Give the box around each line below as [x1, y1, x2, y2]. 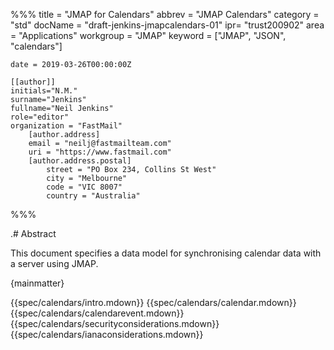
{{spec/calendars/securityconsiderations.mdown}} [10, 318, 220, 329]
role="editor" [10, 112, 70, 122]
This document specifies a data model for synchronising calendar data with [10, 247, 322, 259]
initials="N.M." [10, 86, 78, 96]
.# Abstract [10, 228, 57, 239]
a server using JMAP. [10, 258, 99, 269]
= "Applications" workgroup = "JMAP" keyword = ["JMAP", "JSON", [10, 30, 287, 41]
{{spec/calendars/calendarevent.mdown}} [10, 307, 185, 319]
